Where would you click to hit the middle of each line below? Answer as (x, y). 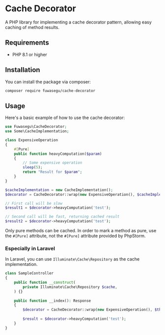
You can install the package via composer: (48, 82)
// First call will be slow (34, 203)
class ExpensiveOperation (31, 140)
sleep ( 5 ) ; (33, 167)
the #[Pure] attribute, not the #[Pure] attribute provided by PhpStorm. (75, 236)
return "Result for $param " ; (53, 172)
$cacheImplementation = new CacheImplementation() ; (59, 190)
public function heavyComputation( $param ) (58, 154)
